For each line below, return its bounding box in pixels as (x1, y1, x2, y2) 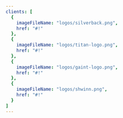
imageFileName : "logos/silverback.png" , (16, 20, 118, 26)
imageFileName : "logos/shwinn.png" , (16, 86, 108, 92)
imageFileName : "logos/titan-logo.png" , (16, 42, 118, 48)
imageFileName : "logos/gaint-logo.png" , (16, 64, 118, 70)
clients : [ (5, 8, 33, 15)
